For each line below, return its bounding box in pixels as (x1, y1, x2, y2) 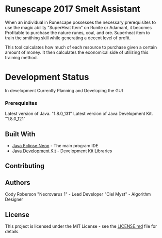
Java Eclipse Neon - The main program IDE (12, 143, 98, 148)
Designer (5, 196, 23, 202)
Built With (5, 130, 35, 138)
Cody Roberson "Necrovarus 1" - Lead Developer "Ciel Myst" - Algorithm (5, 191, 151, 197)
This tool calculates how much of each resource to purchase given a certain (5, 44, 157, 50)
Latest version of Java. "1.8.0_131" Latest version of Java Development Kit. (5, 111, 153, 117)
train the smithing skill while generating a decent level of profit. (5, 35, 131, 41)
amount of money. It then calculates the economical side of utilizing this (5, 49, 149, 55)
